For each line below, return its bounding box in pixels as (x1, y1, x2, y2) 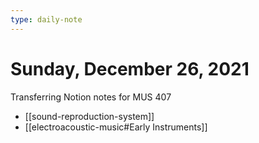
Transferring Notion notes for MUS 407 (10, 91, 172, 103)
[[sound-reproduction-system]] (24, 110, 155, 122)
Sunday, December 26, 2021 (10, 57, 250, 80)
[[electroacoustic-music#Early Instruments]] (24, 121, 208, 133)
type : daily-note (10, 14, 83, 25)
